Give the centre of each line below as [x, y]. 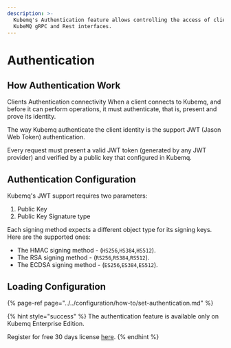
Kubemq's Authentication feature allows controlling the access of [112, 20]
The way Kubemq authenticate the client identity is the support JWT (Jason [114, 130]
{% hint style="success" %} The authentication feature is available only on [113, 316]
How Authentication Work [64, 85]
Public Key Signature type [54, 216]
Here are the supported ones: [49, 237]
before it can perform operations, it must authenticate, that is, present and [112, 109]
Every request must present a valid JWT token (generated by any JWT [107, 150]
